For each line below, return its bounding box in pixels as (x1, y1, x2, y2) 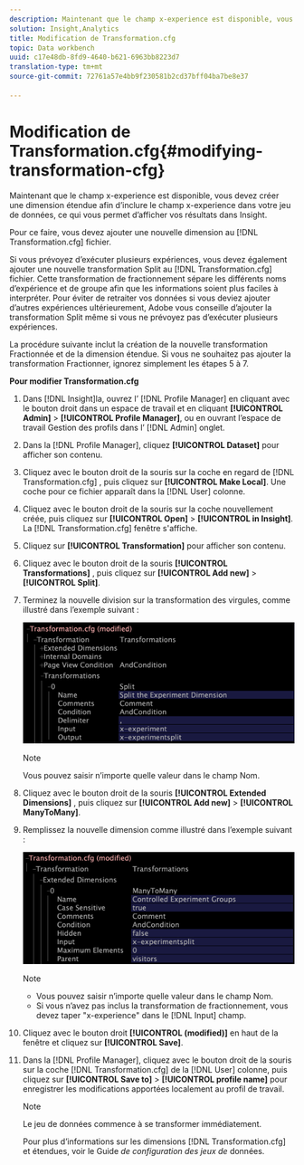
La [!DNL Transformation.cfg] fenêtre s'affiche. (22, 522, 198, 533)
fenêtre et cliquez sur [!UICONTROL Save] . (22, 1037, 184, 1048)
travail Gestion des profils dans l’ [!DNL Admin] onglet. (22, 422, 225, 433)
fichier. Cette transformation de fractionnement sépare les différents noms (9, 272, 287, 284)
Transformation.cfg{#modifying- (9, 140, 264, 161)
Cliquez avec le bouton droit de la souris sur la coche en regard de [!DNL (22, 466, 295, 477)
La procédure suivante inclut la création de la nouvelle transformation (9, 339, 269, 349)
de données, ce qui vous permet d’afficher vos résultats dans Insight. (9, 209, 268, 220)
